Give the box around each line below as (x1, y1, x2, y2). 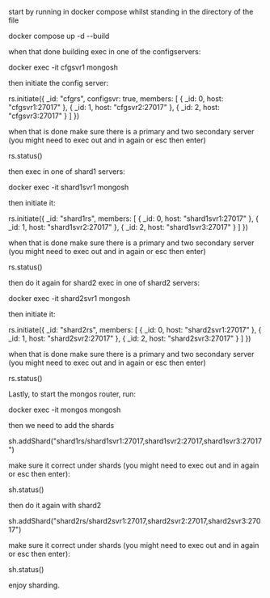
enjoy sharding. (8, 580, 61, 590)
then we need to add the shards (8, 421, 115, 430)
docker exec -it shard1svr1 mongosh (8, 182, 129, 192)
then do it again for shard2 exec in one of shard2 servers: (8, 278, 200, 287)
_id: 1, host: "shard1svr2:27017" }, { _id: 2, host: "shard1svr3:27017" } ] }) (8, 223, 249, 231)
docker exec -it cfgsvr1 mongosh (8, 62, 119, 72)
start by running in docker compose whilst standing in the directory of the (8, 7, 254, 16)
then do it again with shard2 (8, 501, 102, 510)
